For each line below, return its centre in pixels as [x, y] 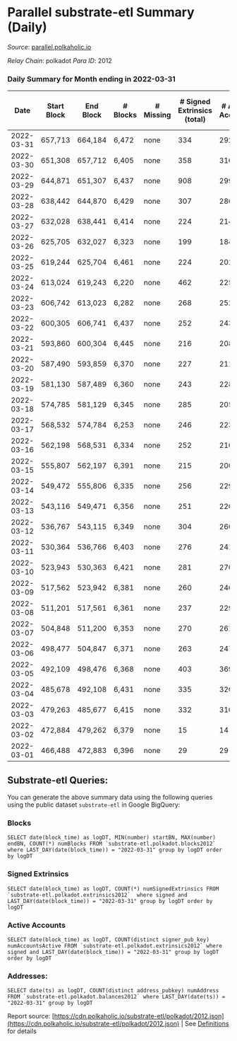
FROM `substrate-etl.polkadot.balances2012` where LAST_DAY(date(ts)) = [116, 997]
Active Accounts [36, 925]
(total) [195, 120]
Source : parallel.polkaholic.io [49, 47]
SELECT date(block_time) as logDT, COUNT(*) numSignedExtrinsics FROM [113, 889]
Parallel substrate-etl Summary [101, 12]
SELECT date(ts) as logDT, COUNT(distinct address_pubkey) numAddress [113, 991]
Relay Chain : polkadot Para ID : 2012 [60, 60]
